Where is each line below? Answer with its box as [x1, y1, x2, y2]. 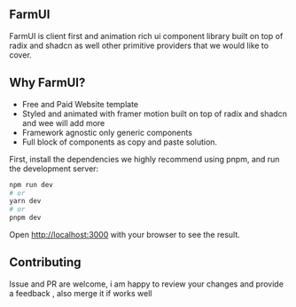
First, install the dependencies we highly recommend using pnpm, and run [9, 153, 280, 164]
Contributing [9, 255, 82, 270]
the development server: [9, 163, 99, 174]
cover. [9, 49, 33, 60]
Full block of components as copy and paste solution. [21, 137, 218, 147]
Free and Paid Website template [21, 98, 139, 109]
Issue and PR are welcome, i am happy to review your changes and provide [9, 279, 284, 289]
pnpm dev [9, 213, 42, 223]
